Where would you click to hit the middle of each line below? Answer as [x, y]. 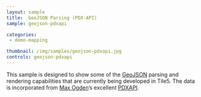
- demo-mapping [28, 41]
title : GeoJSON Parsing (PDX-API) [52, 18]
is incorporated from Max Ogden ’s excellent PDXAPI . [73, 87]
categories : [21, 34]
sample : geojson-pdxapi [37, 23]
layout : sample [26, 12]
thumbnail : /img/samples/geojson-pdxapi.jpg [64, 52]
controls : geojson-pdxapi [39, 57]
